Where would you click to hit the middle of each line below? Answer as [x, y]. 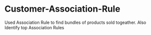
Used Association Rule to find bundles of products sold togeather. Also [75, 22]
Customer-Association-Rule [62, 9]
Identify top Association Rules [34, 27]
